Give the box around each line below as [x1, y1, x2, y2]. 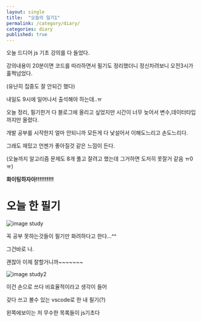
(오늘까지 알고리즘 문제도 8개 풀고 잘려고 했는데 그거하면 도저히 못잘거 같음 [6, 155, 184, 162]
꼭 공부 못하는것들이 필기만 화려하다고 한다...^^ [6, 232, 117, 240]
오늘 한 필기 [6, 199, 61, 213]
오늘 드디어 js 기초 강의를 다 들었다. [6, 49, 90, 57]
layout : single [6, 9, 45, 15]
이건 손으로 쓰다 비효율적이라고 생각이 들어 [6, 283, 108, 290]
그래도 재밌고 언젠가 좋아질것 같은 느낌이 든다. [6, 142, 116, 149]
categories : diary [6, 26, 53, 32]
